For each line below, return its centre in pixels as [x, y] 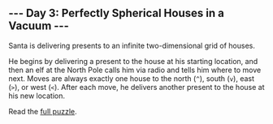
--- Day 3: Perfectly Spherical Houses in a [117, 13]
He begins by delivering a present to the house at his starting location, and [133, 61]
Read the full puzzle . [43, 111]
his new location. [37, 96]
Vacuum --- [39, 26]
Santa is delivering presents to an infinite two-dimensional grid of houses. [132, 45]
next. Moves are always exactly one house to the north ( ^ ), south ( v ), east [131, 78]
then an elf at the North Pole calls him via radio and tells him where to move [135, 70]
